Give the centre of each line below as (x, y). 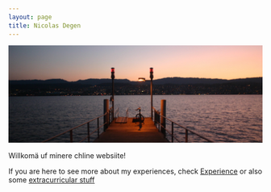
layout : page (30, 17)
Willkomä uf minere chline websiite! (67, 155)
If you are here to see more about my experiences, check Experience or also (135, 171)
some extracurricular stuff (52, 179)
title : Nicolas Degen (45, 25)
